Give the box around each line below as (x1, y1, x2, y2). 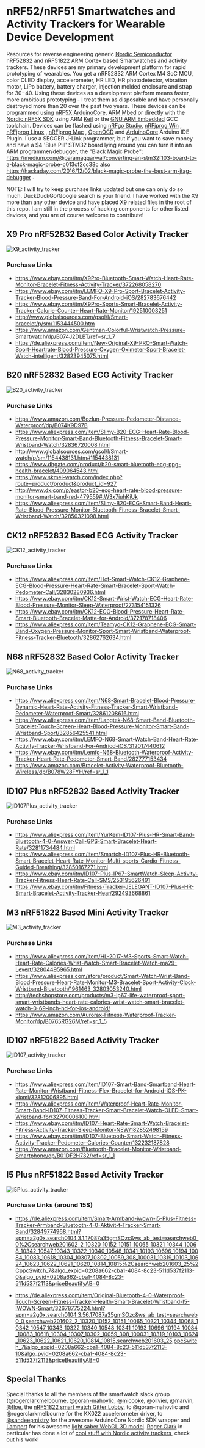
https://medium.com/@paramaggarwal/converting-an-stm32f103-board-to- (6, 154, 197, 161)
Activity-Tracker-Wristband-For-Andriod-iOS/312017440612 (15, 742, 165, 750)
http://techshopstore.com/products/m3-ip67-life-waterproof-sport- (15, 991, 185, 999)
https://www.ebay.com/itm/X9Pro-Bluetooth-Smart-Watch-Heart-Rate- (15, 275, 194, 282)
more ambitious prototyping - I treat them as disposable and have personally (6, 96, 199, 103)
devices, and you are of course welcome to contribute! (6, 211, 144, 219)
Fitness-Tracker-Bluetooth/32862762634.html (15, 634, 132, 642)
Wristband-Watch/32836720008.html (15, 441, 110, 449)
